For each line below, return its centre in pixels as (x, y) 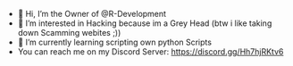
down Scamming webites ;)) (69, 33)
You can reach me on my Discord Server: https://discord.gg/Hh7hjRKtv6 (151, 52)
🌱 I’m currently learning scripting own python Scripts (115, 42)
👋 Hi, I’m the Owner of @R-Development (92, 14)
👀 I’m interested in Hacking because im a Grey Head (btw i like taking (145, 23)
